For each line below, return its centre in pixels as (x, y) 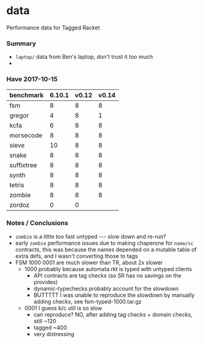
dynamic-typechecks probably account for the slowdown (106, 288)
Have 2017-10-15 (32, 79)
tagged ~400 (50, 327)
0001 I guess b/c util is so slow (63, 308)
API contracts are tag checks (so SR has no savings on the (108, 275)
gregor (19, 115)
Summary (21, 43)
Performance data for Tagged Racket (53, 28)
